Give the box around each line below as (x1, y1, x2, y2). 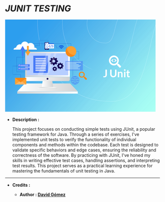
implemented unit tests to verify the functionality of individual (12, 136, 137, 143)
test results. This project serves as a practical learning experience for (12, 163, 153, 169)
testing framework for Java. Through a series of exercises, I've (12, 131, 139, 137)
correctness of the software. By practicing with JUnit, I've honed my (12, 152, 151, 158)
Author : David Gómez (19, 191, 66, 197)
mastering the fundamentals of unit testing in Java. (12, 168, 115, 173)
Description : (12, 116, 39, 122)
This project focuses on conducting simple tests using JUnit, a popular (12, 126, 156, 132)
